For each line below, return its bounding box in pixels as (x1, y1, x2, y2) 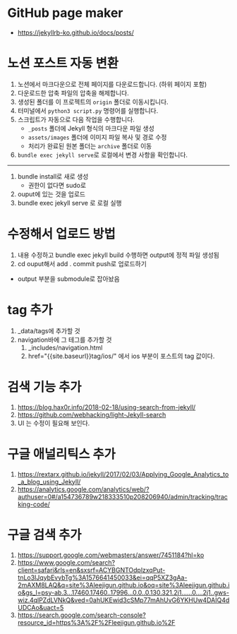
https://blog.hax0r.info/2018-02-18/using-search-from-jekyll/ (17, 402, 196, 411)
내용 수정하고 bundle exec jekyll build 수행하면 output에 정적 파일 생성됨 (17, 251, 220, 259)
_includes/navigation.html (28, 343, 103, 352)
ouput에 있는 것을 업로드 (17, 189, 86, 198)
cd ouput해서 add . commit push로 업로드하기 (17, 259, 147, 268)
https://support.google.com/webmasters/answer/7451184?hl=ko (17, 551, 205, 559)
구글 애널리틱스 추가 (7, 446, 116, 462)
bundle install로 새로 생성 (17, 172, 89, 181)
